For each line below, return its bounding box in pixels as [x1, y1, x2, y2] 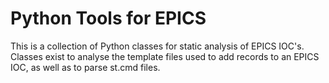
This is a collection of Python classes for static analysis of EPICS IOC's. [10, 40, 305, 52]
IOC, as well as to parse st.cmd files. [10, 61, 161, 73]
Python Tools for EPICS [10, 7, 207, 30]
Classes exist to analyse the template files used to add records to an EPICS [10, 50, 320, 62]
